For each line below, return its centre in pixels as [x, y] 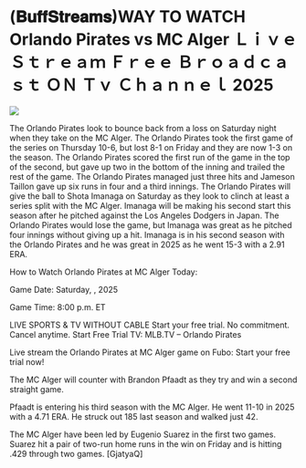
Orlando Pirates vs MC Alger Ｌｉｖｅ [153, 40]
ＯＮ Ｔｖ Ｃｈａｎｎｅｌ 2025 [159, 85]
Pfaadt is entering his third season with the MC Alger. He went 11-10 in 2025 [152, 407]
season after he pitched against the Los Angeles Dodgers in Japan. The [144, 215]
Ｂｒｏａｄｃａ [233, 62]
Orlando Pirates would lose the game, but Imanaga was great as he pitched [151, 224]
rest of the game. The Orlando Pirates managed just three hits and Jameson [152, 176]
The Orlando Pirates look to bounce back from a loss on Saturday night [143, 128]
